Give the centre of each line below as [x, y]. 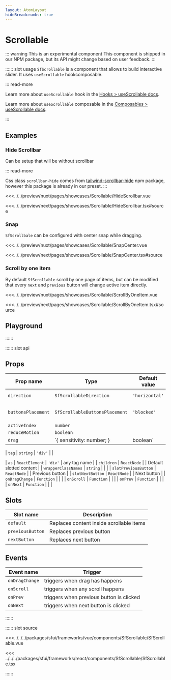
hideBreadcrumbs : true [29, 15]
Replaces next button [75, 540]
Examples [21, 135]
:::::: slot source [22, 628]
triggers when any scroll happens [84, 589]
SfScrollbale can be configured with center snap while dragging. [74, 235]
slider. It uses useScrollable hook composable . [54, 75]
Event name [24, 572]
